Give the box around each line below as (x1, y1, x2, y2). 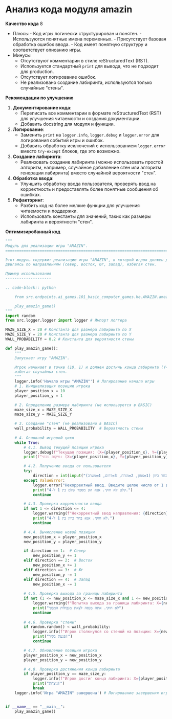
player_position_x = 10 (14, 388, 66, 393)
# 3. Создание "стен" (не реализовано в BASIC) (14, 421, 118, 426)
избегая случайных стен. (14, 369, 68, 374)
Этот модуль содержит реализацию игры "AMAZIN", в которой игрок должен (5, 257, 164, 262)
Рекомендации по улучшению (5, 95, 74, 101)
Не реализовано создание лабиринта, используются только (20, 79, 153, 85)
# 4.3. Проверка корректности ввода (24, 501, 102, 507)
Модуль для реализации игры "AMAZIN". (5, 243, 88, 249)
